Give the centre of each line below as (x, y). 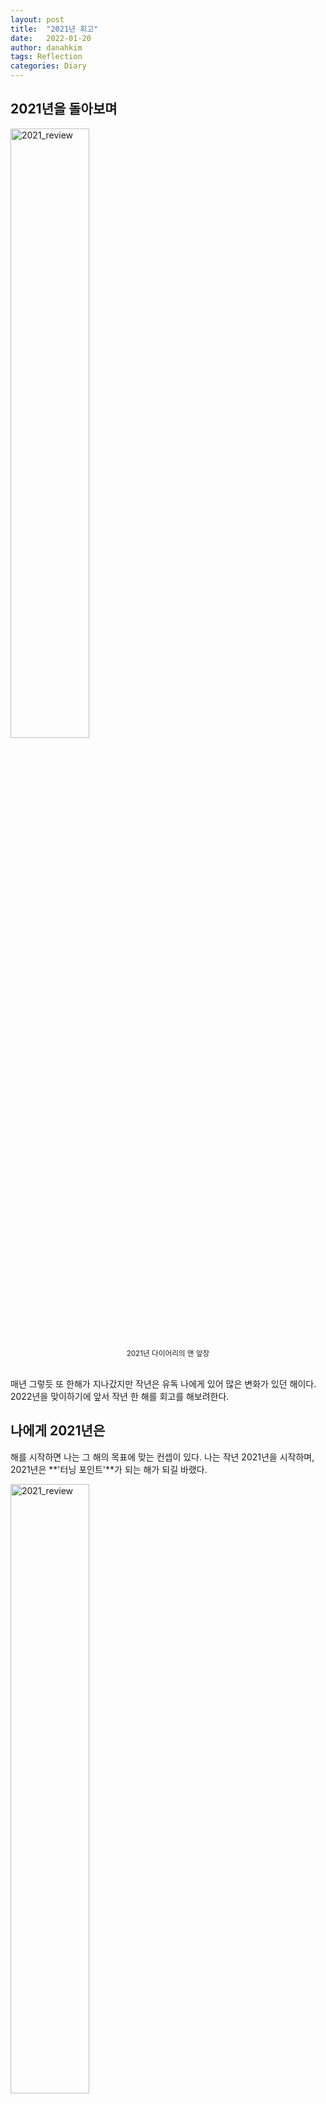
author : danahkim (46, 47)
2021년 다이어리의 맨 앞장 (168, 1353)
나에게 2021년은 (58, 1431)
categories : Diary (48, 66)
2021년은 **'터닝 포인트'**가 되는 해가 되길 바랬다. (109, 1469)
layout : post (37, 19)
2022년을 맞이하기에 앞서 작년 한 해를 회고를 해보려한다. (120, 1396)
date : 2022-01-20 (51, 38)
